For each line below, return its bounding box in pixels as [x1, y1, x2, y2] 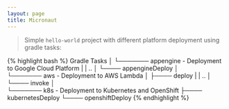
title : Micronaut [7, 17, 58, 24]
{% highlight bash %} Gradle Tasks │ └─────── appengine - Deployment [7, 56, 222, 65]
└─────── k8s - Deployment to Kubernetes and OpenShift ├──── [7, 86, 203, 94]
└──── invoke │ [7, 78, 56, 87]
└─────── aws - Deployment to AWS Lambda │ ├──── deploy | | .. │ [7, 71, 212, 80]
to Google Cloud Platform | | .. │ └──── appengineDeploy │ [7, 64, 179, 72]
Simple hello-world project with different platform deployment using [24, 35, 220, 44]
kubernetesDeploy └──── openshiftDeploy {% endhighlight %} [7, 93, 189, 101]
